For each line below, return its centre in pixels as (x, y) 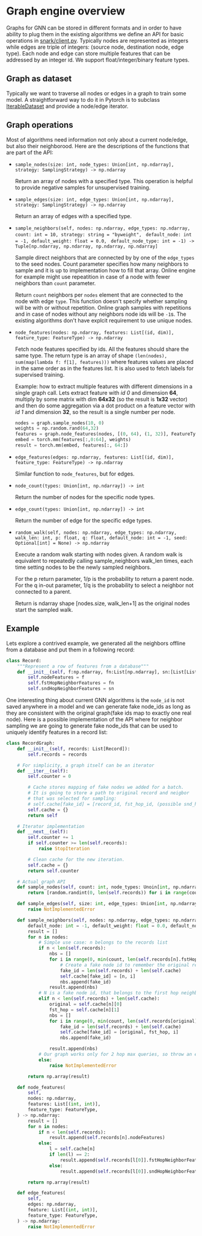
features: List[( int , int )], (64, 1104)
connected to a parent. (43, 591)
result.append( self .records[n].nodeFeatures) (107, 1138)
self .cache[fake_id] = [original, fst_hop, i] (119, 1032)
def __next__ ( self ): (43, 832)
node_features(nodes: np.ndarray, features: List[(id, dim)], (94, 333)
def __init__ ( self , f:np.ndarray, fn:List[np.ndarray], (89, 672)
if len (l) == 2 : (69, 1155)
